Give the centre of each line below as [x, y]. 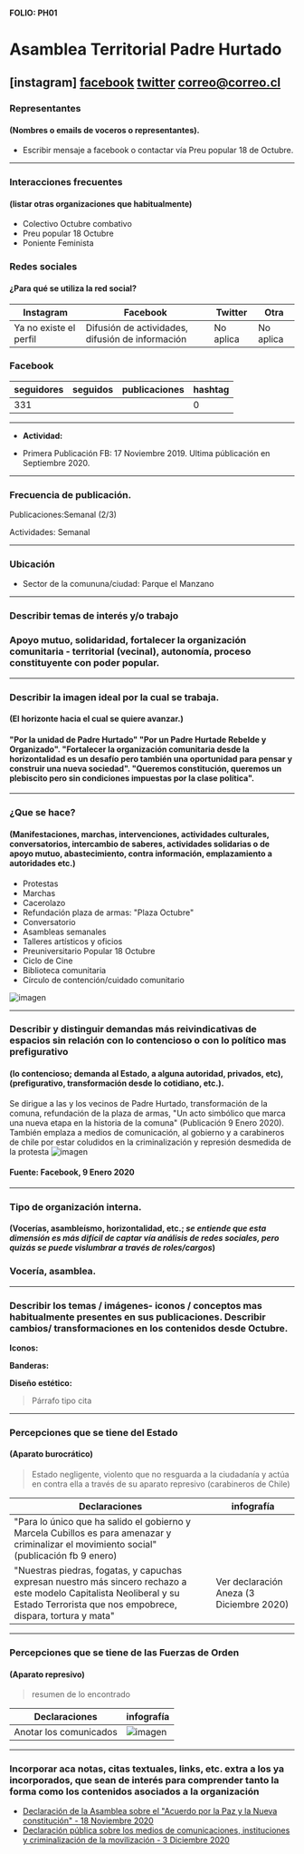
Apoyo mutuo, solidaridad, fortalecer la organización [128, 640]
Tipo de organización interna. [76, 1206]
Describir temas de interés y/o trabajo [94, 616]
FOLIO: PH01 [33, 13]
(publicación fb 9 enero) [66, 1556]
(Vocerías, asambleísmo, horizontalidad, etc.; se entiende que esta [138, 1228]
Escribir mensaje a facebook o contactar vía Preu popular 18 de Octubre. [158, 151]
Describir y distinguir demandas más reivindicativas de [133, 1029]
